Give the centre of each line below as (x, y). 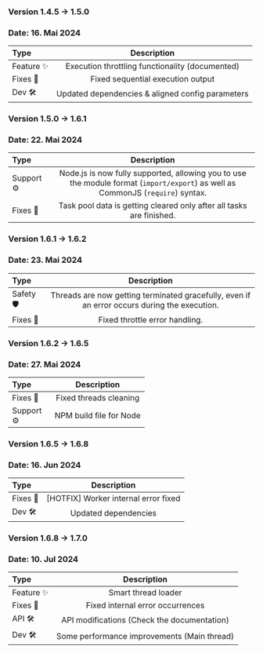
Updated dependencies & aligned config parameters (152, 93)
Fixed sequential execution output (153, 79)
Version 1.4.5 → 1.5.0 (49, 12)
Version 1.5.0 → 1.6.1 (48, 119)
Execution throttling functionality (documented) (153, 67)
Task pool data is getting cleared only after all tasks (153, 206)
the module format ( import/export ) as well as (153, 183)
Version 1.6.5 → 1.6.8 (49, 443)
